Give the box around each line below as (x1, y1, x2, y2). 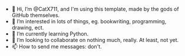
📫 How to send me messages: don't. (11, 43, 102, 50)
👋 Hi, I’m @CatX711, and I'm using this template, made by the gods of (11, 6, 179, 12)
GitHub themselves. (11, 12, 60, 19)
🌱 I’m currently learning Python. (11, 30, 89, 37)
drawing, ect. (11, 24, 44, 31)
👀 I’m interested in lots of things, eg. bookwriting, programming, (11, 18, 167, 24)
